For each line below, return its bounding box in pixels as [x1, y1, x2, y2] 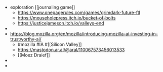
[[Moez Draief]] [17, 52, 50, 58]
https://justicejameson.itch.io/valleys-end [17, 20, 105, 26]
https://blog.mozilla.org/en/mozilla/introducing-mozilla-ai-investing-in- [10, 31, 158, 36]
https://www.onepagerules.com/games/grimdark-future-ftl [17, 9, 140, 15]
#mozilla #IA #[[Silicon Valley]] [17, 41, 82, 47]
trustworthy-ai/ [10, 36, 42, 42]
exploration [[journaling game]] [10, 4, 75, 10]
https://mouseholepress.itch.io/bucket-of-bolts [17, 15, 116, 20]
